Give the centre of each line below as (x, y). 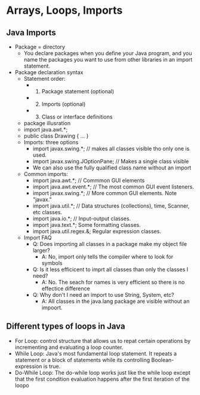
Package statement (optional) (78, 91)
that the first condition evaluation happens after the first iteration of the (102, 379)
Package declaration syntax (49, 72)
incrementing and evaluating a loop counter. (69, 347)
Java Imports (31, 33)
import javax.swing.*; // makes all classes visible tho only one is (111, 148)
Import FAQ (38, 238)
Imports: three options (51, 142)
